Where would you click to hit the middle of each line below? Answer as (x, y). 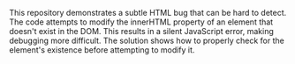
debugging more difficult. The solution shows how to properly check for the (147, 40)
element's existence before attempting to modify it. (102, 50)
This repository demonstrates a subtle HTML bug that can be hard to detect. (148, 13)
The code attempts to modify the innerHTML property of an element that (141, 22)
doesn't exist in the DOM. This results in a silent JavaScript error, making (141, 31)
